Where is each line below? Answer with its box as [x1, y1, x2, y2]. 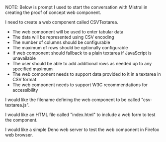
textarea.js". [5, 102, 30, 108]
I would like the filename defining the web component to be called [5, 97, 140, 103]
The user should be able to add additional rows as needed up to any [12, 61, 152, 66]
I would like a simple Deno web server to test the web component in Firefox [5, 127, 160, 133]
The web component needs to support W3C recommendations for [12, 82, 148, 88]
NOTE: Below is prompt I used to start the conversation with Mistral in [5, 4, 148, 10]
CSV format [12, 77, 36, 82]
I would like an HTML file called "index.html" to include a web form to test [5, 112, 156, 118]
